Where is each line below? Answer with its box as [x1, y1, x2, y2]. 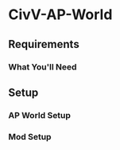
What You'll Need [8, 61, 77, 73]
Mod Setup [8, 131, 52, 142]
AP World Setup [8, 109, 72, 120]
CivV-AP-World [8, 6, 113, 24]
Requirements [8, 37, 79, 51]
